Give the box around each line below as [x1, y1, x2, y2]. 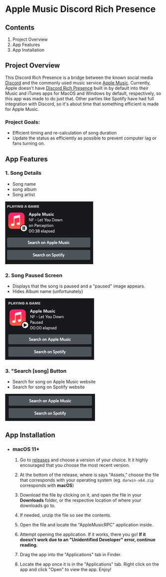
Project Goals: [5, 118, 40, 125]
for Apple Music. [5, 106, 39, 112]
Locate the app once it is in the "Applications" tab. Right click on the [19, 561, 159, 567]
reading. [19, 542, 38, 548]
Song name [12, 181, 36, 187]
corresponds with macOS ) [19, 483, 75, 489]
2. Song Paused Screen [5, 272, 63, 279]
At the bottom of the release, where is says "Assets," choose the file [19, 472, 159, 478]
